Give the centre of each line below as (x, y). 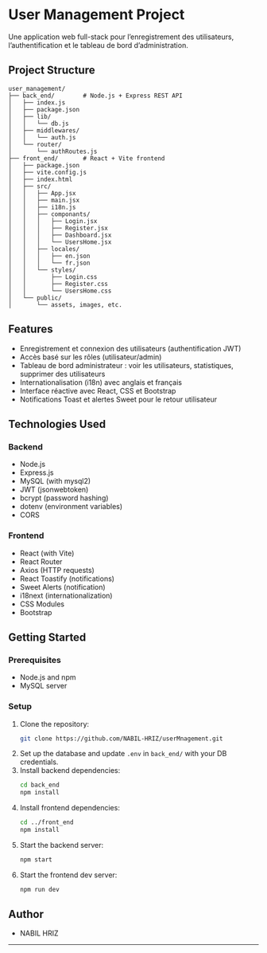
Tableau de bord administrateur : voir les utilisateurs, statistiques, (127, 365)
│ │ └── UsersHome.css (60, 291)
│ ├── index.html (41, 179)
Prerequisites (35, 660)
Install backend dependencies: (70, 771)
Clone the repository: (54, 724)
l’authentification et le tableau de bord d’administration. (98, 45)
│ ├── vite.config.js (48, 172)
